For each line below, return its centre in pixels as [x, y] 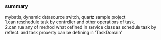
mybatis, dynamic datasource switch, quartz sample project [65, 17]
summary [17, 6]
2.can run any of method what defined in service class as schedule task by [81, 27]
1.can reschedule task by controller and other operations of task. [70, 22]
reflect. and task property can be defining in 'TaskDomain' [64, 33]
